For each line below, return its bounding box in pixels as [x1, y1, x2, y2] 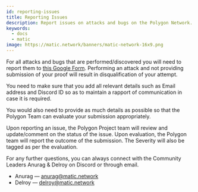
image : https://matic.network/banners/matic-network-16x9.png [6, 42, 164, 48]
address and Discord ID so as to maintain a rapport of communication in [6, 89, 183, 96]
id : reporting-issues [6, 8, 60, 15]
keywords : [6, 25, 31, 32]
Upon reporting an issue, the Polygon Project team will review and [6, 124, 168, 131]
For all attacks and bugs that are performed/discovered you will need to [6, 58, 182, 65]
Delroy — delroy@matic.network [14, 179, 95, 186]
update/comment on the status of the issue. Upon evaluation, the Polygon [6, 130, 187, 137]
